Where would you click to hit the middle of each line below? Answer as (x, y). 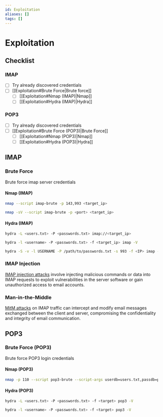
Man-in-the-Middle (28, 297)
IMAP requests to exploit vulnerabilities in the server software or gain (74, 279)
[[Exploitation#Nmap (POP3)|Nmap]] (56, 136)
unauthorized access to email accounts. (45, 285)
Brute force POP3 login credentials (40, 358)
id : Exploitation (23, 10)
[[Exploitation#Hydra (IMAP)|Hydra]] (56, 102)
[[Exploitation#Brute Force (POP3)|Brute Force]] (60, 131)
